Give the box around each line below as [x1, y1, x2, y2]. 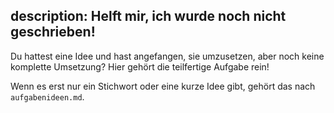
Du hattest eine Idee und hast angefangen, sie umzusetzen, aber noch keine [10, 50, 325, 62]
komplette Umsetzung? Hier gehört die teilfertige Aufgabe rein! [10, 60, 270, 73]
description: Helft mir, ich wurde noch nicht [10, 8, 287, 25]
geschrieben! [10, 24, 96, 41]
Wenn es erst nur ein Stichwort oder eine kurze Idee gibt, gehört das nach [10, 80, 316, 92]
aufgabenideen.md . [10, 90, 85, 103]
